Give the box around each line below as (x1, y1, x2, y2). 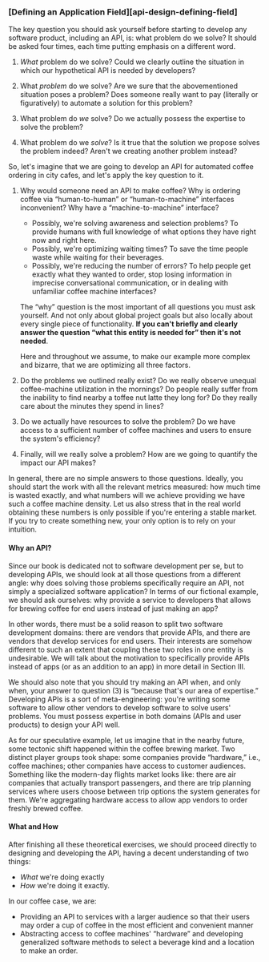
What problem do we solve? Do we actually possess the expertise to (19, 114, 246, 123)
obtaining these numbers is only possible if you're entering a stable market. (8, 507, 258, 517)
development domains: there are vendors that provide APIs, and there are (8, 628, 251, 637)
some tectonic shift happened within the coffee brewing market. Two (8, 744, 235, 754)
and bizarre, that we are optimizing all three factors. (19, 360, 191, 370)
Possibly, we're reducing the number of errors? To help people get (31, 261, 251, 271)
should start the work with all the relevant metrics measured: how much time (8, 482, 261, 491)
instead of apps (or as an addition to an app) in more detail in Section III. (8, 661, 246, 671)
